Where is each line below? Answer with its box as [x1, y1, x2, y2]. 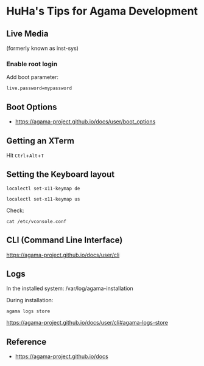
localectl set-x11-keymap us [6, 196, 80, 202]
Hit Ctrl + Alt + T [6, 151, 44, 159]
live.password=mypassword [6, 85, 72, 92]
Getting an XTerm [6, 136, 75, 146]
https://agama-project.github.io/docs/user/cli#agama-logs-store [6, 319, 169, 326]
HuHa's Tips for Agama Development [6, 4, 198, 18]
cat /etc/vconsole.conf [6, 218, 67, 224]
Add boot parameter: [6, 74, 59, 81]
